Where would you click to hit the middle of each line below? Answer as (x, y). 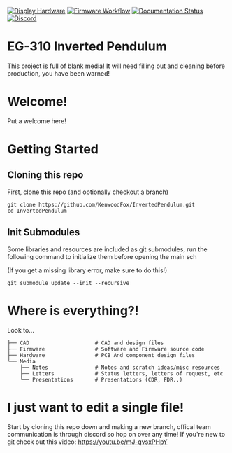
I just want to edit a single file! (95, 407)
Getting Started (53, 149)
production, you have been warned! (59, 73)
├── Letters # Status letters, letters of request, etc (122, 374)
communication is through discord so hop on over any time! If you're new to (116, 434)
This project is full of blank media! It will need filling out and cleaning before (116, 66)
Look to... (21, 330)
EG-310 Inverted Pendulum (87, 47)
